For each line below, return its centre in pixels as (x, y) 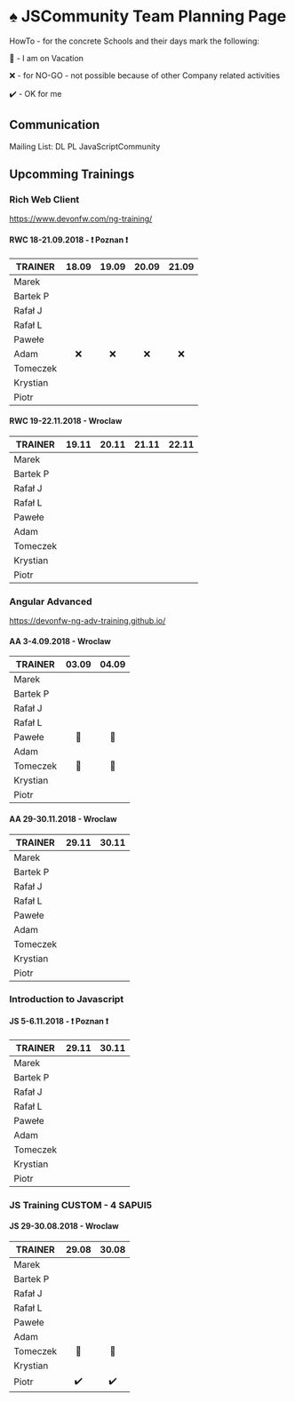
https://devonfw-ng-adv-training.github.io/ (88, 621)
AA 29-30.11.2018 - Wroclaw (63, 818)
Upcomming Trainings (72, 175)
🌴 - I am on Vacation (47, 58)
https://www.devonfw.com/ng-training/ (81, 219)
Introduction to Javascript (67, 1000)
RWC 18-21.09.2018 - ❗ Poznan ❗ (69, 240)
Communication (55, 125)
